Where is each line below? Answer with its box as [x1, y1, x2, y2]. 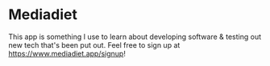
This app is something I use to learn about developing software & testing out [8, 32, 262, 41]
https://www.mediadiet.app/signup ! [8, 49, 127, 58]
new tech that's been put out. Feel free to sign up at [8, 40, 181, 49]
